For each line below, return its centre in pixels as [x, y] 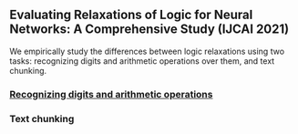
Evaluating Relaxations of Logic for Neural [131, 15]
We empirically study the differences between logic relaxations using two [147, 51]
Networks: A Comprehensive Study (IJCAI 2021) [149, 30]
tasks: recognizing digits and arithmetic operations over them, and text [142, 61]
